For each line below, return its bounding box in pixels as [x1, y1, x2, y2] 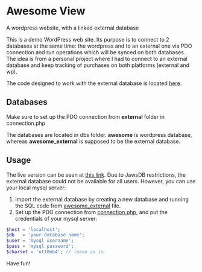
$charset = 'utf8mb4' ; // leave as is [6, 249, 104, 255]
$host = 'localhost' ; [6, 226, 61, 233]
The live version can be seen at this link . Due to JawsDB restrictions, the [6, 171, 186, 179]
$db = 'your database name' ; [6, 232, 85, 238]
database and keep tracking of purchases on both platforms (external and [6, 62, 190, 69]
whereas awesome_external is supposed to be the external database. [6, 138, 181, 145]
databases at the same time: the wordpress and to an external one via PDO [6, 42, 192, 49]
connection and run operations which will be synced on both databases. [6, 48, 186, 55]
